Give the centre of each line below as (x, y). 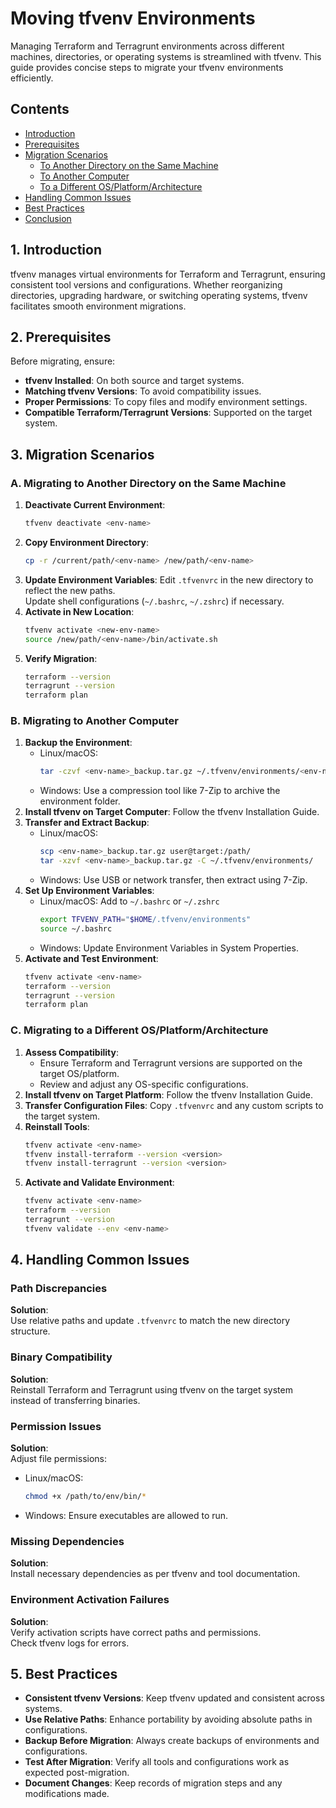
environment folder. (80, 801)
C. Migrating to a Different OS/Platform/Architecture (139, 1030)
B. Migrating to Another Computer (94, 721)
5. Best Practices (64, 1673)
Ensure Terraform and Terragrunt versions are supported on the (171, 1063)
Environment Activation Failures (90, 1600)
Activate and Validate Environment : (99, 1183)
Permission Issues (56, 1426)
